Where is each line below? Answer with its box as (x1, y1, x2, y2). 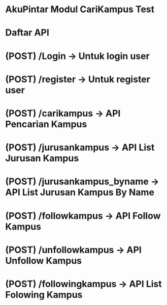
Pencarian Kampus (5, 118, 87, 130)
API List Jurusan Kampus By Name (5, 187, 155, 198)
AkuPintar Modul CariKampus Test (5, 4, 155, 15)
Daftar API (5, 27, 50, 39)
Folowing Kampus (5, 289, 83, 300)
